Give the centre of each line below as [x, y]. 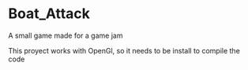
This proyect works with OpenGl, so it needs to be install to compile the [124, 50]
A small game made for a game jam [66, 35]
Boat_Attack [49, 14]
